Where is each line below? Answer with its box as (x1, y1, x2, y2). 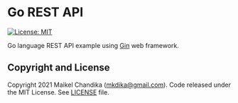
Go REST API (7, 4, 84, 20)
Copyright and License (7, 61, 110, 74)
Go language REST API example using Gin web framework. (7, 41, 180, 49)
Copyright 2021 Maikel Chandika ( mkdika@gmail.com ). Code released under (7, 80, 232, 89)
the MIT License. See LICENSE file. (7, 87, 110, 96)
